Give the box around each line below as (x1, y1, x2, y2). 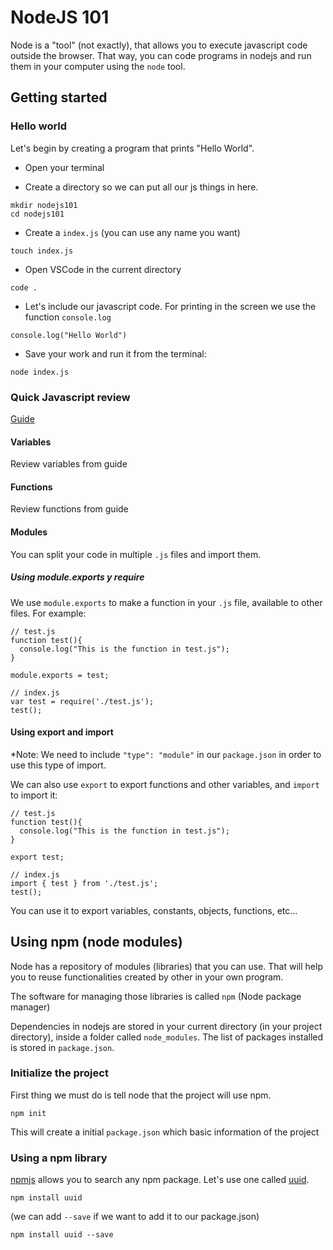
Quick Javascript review (10, 390, 131, 404)
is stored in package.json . (10, 1041, 115, 1053)
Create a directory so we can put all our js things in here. (24, 181, 259, 193)
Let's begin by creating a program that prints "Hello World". (10, 142, 255, 154)
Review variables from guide (10, 458, 128, 470)
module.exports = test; (10, 670, 110, 680)
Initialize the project (10, 1066, 109, 1080)
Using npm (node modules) (10, 934, 183, 951)
